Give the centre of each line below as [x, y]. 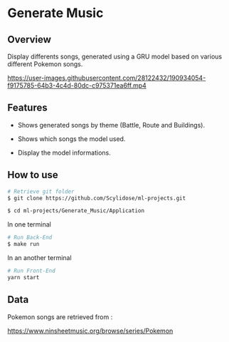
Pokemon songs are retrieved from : [60, 317]
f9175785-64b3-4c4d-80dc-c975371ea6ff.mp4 [77, 85]
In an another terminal [40, 258]
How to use [33, 175]
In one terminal [30, 224]
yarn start [23, 277]
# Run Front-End [31, 271]
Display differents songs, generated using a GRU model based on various [115, 56]
